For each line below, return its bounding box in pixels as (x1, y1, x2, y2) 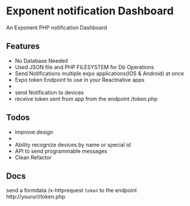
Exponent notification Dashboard (6, 4, 174, 18)
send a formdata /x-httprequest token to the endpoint (6, 187, 137, 194)
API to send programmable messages (14, 147, 107, 155)
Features (6, 41, 40, 51)
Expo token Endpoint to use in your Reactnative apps (14, 76, 145, 83)
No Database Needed (14, 57, 68, 64)
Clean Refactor (14, 153, 52, 161)
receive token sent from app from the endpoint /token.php (14, 95, 158, 102)
